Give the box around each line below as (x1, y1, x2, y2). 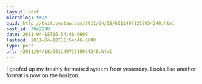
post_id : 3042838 (6, 26, 50, 32)
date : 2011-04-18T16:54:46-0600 (6, 32, 88, 38)
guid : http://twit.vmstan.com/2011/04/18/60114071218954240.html (6, 20, 175, 26)
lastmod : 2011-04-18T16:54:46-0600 (6, 37, 96, 43)
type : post (6, 43, 34, 49)
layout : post (6, 9, 39, 15)
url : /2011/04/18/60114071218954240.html (6, 49, 113, 55)
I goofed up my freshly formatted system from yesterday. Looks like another (6, 65, 197, 72)
